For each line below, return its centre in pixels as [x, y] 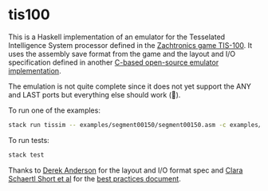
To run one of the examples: [55, 110]
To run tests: [29, 140]
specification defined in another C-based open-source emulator [114, 62]
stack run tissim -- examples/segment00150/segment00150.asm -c [117, 125]
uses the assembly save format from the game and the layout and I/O [122, 54]
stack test [26, 155]
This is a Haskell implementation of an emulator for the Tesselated [117, 37]
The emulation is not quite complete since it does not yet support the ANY [130, 86]
